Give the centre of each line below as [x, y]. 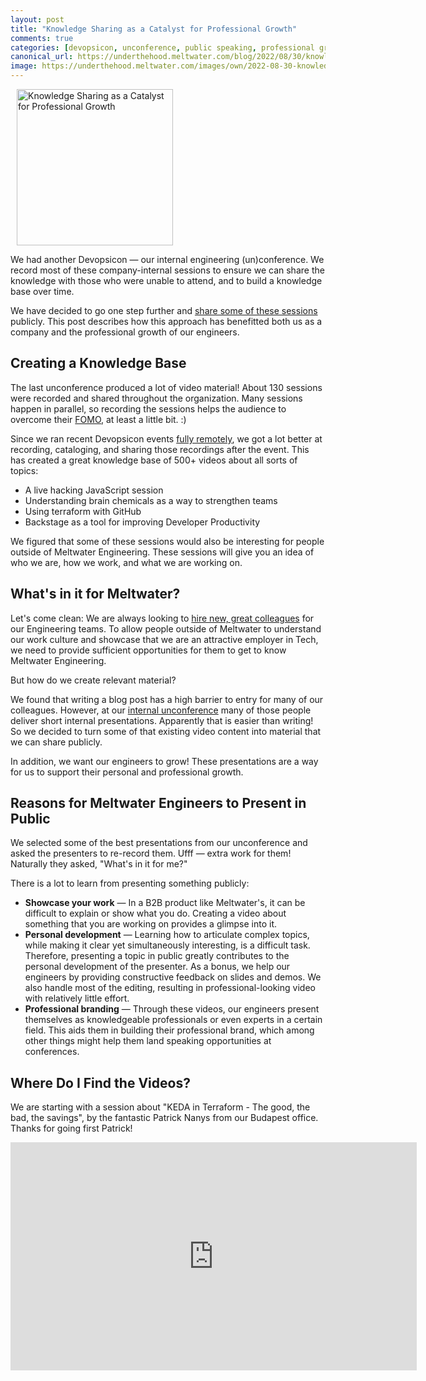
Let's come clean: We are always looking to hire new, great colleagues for [162, 618]
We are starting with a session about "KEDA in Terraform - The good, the [160, 1107]
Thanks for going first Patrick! [71, 1128]
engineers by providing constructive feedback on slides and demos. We [173, 977]
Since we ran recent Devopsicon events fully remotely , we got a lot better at [166, 438]
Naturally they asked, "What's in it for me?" [99, 864]
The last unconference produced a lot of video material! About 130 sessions [166, 387]
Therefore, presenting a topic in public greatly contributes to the [157, 956]
